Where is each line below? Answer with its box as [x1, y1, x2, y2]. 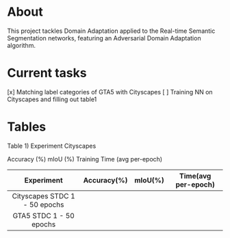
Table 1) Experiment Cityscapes [7, 142, 97, 150]
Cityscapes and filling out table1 [7, 95, 97, 103]
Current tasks [7, 66, 87, 81]
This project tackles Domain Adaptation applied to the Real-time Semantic [7, 27, 216, 35]
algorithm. [7, 41, 36, 49]
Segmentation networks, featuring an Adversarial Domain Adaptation [7, 34, 201, 42]
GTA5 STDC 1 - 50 [12, 211, 75, 220]
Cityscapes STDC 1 [12, 191, 75, 200]
